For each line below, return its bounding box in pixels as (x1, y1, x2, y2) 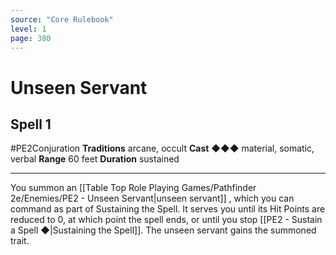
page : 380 (10, 33, 52, 43)
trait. (10, 235, 30, 247)
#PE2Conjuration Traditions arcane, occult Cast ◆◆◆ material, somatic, (10, 142, 315, 155)
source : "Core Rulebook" (10, 14, 114, 25)
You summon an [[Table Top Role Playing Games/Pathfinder (10, 182, 257, 194)
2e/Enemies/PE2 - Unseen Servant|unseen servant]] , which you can (10, 192, 295, 205)
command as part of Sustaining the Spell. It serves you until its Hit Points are (10, 203, 326, 215)
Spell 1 (10, 116, 52, 133)
